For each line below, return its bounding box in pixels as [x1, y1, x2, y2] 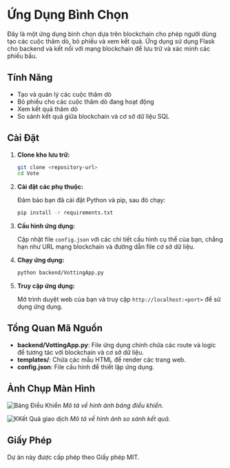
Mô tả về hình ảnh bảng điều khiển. [63, 401, 164, 409]
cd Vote [17, 170, 39, 177]
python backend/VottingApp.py [17, 269, 105, 276]
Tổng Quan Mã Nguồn [7, 322, 103, 334]
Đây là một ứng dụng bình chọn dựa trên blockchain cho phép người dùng [7, 30, 217, 38]
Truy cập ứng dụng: [17, 282, 76, 290]
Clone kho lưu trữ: [17, 150, 70, 159]
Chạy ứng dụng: [17, 256, 65, 264]
